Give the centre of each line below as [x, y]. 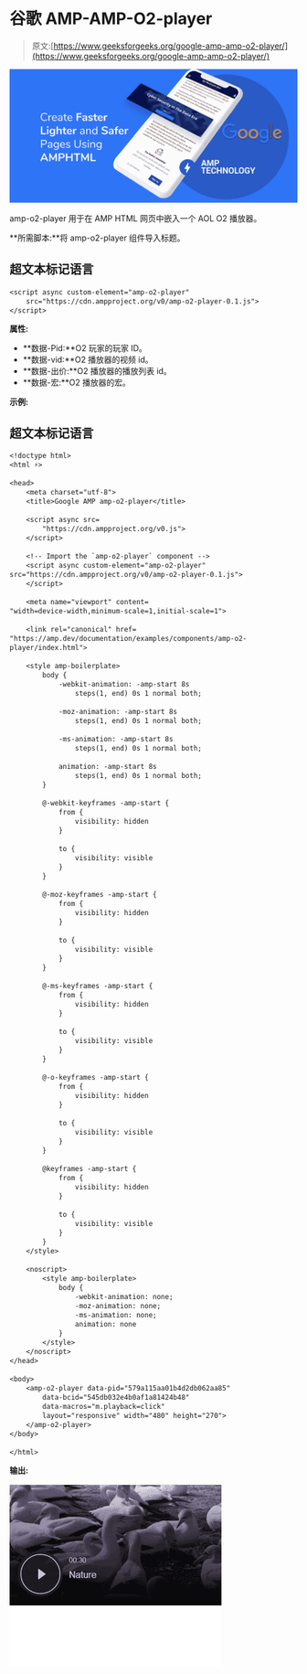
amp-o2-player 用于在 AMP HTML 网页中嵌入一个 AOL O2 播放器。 [136, 218]
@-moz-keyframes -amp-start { [100, 895]
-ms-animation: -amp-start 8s [116, 740]
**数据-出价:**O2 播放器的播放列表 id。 [97, 370]
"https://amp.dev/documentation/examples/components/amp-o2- [128, 639]
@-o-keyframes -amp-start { [95, 1078]
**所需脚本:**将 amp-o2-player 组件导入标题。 [97, 238]
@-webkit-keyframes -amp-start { [106, 804]
